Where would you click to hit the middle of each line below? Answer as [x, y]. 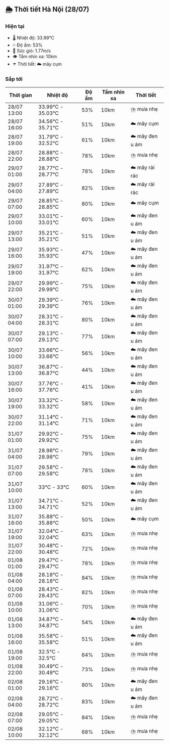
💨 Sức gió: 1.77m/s [32, 51]
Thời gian [21, 95]
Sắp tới [14, 79]
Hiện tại [15, 26]
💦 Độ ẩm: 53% [27, 45]
